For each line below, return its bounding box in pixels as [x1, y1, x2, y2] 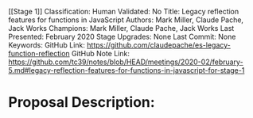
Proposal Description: [8, 93, 155, 112]
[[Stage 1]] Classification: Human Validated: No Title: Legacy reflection [8, 7, 239, 16]
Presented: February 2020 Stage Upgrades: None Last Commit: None [8, 32, 236, 41]
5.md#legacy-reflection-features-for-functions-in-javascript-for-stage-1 [8, 66, 245, 74]
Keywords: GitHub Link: [8, 40, 86, 50]
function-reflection [8, 49, 70, 58]
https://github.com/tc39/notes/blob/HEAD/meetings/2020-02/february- [8, 57, 244, 67]
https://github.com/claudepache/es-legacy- [87, 40, 231, 50]
